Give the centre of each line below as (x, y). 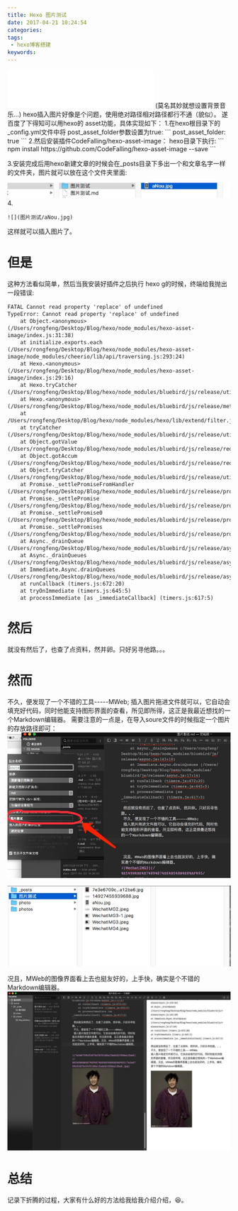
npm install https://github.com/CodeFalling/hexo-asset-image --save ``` (112, 149)
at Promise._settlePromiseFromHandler (77, 485)
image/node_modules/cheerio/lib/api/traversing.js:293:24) (96, 357)
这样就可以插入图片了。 (41, 231)
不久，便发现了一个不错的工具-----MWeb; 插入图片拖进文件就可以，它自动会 (119, 702)
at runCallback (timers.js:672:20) (73, 584)
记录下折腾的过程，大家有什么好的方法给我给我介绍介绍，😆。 (97, 1200)
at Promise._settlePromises (61, 527)
